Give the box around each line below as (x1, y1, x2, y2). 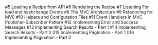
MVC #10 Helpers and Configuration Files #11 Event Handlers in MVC (5, 14, 142, 20)
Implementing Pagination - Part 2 (5, 34, 71, 40)
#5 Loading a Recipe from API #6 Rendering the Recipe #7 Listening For (5, 4, 149, 10)
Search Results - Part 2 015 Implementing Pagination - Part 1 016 (5, 30, 134, 35)
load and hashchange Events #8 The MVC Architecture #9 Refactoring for (5, 9, 153, 15)
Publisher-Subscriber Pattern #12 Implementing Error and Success (5, 19, 139, 25)
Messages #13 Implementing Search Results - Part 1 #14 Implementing (5, 24, 146, 30)
